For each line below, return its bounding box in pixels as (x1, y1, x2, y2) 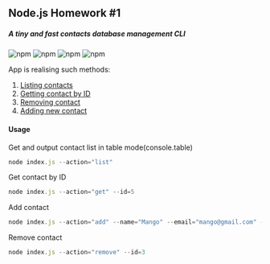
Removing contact (19, 97, 80, 107)
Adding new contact (19, 106, 88, 116)
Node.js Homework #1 (8, 6, 121, 20)
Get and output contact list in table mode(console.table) (8, 142, 193, 152)
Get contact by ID (8, 172, 67, 182)
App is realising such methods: (8, 64, 111, 75)
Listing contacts (19, 80, 74, 90)
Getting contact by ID (19, 89, 91, 99)
